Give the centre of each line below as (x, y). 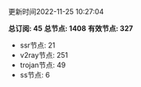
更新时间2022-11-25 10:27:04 (56, 11)
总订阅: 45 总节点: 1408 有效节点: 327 (71, 28)
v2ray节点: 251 (44, 55)
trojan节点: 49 (43, 65)
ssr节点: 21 (37, 45)
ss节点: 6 (35, 75)
